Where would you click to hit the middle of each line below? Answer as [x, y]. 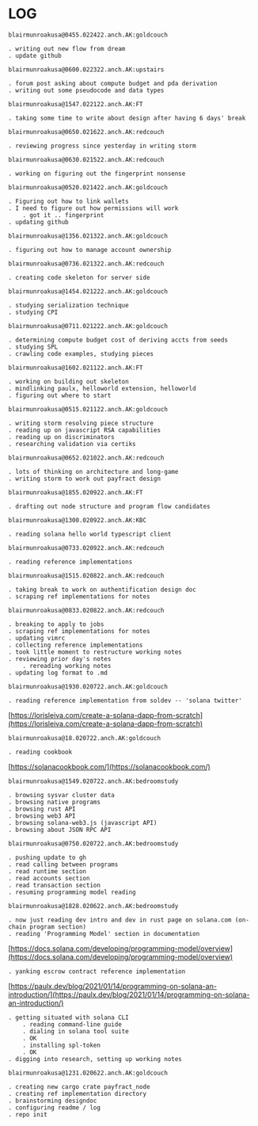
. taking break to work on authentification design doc [102, 590]
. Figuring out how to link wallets [68, 201]
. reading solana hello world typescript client [90, 534]
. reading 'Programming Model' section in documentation [104, 933]
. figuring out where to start [60, 395]
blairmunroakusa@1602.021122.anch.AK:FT [76, 368]
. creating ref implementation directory [78, 1094]
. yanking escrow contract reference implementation [97, 971]
